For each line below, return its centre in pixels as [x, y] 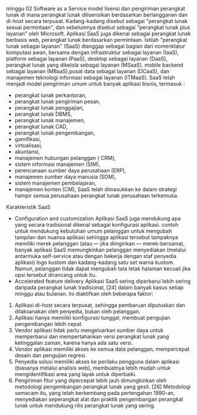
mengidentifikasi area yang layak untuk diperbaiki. [76, 374]
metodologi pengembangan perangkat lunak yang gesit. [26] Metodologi [103, 387]
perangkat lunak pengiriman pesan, [58, 102]
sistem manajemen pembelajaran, [55, 183]
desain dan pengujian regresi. [51, 355]
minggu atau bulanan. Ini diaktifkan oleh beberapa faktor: [84, 294]
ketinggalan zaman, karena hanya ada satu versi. [74, 343]
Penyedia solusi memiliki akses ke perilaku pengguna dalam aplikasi [97, 362]
